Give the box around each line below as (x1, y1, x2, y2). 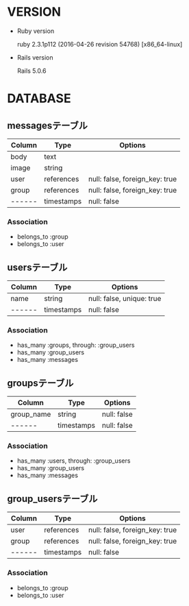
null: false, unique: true (88, 294, 162, 304)
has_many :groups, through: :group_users (16, 341, 135, 350)
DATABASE (7, 90, 71, 106)
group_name (10, 409, 51, 419)
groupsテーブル (7, 377, 74, 389)
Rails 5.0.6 (16, 66, 47, 75)
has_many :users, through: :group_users (16, 457, 131, 465)
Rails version (16, 53, 53, 62)
